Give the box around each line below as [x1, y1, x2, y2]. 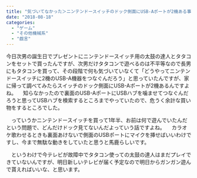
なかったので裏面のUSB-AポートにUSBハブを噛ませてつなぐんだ [33, 89, 189, 96]
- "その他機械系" [11, 31, 49, 36]
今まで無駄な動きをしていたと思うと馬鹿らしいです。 [21, 139, 150, 146]
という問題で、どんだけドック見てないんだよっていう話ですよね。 [6, 124, 166, 131]
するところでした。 [16, 104, 63, 111]
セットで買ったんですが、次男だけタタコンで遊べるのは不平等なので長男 [16, 60, 192, 67]
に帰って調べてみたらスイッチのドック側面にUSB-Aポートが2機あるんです [6, 82, 185, 89]
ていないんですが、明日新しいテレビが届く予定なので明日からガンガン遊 [11, 159, 186, 165]
